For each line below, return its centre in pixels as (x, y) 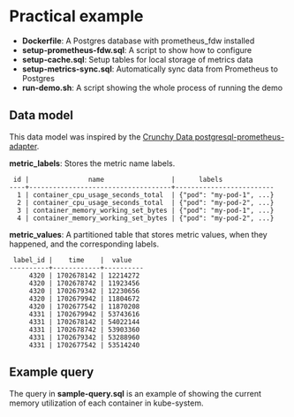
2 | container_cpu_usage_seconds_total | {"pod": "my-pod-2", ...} (146, 202)
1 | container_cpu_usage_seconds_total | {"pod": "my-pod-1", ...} (146, 195)
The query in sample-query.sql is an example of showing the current (136, 393)
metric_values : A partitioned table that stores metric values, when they (138, 234)
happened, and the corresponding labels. (84, 244)
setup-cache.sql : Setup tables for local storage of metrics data (137, 59)
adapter (23, 146)
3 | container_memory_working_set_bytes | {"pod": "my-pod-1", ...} (146, 210)
